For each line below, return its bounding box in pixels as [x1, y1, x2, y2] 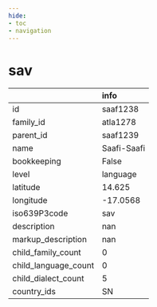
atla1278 [101, 117, 137, 128]
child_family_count [12, 247, 81, 258]
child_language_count [12, 260, 94, 271]
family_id [12, 117, 45, 128]
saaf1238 [101, 103, 139, 115]
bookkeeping [12, 156, 61, 167]
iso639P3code [12, 208, 69, 219]
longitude [12, 195, 48, 206]
